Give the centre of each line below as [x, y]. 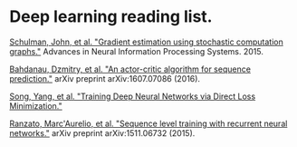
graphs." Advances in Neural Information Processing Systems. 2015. [137, 51]
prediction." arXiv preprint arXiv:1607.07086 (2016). [105, 78]
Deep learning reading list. [111, 17]
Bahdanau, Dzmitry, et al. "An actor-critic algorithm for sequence [130, 69]
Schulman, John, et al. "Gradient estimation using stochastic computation [146, 42]
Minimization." [36, 105]
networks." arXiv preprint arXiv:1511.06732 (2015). [102, 132]
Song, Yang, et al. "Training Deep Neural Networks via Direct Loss [133, 96]
